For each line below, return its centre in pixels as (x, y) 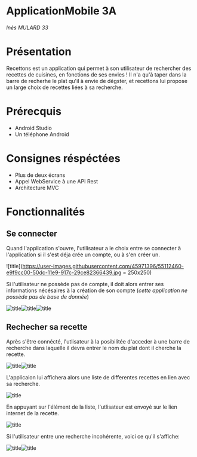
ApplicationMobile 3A (61, 11)
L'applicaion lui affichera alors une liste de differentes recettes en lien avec (98, 377)
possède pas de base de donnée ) (48, 296)
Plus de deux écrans (40, 175)
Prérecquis (34, 111)
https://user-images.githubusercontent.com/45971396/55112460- (103, 266)
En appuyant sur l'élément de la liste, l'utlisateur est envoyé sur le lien (92, 407)
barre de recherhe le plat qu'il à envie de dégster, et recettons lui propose (97, 81)
